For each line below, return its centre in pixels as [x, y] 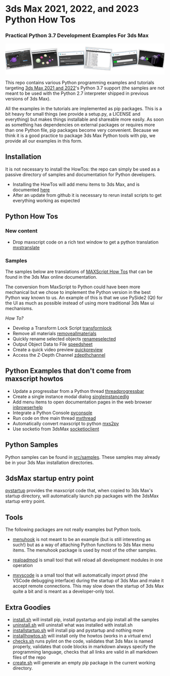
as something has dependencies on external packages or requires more [80, 125]
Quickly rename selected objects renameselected [64, 339]
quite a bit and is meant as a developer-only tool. [63, 591]
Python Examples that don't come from [68, 371]
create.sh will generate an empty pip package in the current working [84, 662]
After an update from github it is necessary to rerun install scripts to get [87, 195]
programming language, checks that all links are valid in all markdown [85, 652]
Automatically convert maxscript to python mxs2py [66, 423]
